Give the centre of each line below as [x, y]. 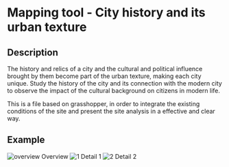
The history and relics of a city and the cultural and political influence [105, 69]
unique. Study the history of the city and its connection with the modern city [115, 83]
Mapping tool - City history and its [106, 13]
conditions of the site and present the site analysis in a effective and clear [111, 111]
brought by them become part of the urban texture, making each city [104, 76]
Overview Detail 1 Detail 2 [89, 156]
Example [26, 140]
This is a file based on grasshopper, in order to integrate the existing [104, 104]
